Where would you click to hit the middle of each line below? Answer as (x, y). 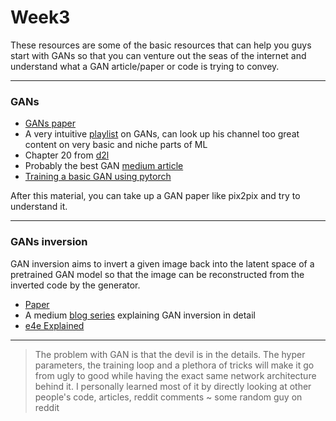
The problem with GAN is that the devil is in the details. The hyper (170, 354)
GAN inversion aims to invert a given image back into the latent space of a (162, 263)
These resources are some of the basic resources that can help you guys (161, 45)
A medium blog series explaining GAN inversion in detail (140, 315)
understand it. (39, 207)
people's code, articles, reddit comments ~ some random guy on (168, 397)
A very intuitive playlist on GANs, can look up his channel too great (162, 134)
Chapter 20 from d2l (67, 155)
